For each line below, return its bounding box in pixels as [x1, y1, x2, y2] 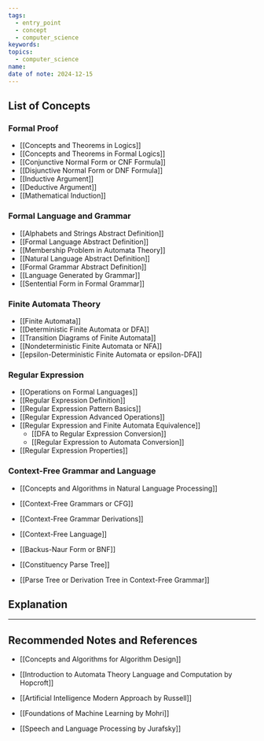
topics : [8, 48, 34, 56]
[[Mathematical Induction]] [19, 191, 106, 201]
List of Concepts [8, 99, 91, 113]
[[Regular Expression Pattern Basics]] [19, 404, 141, 413]
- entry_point [15, 19, 61, 27]
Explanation [8, 598, 68, 611]
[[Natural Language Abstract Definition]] [19, 254, 151, 263]
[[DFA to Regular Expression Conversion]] [31, 429, 167, 439]
